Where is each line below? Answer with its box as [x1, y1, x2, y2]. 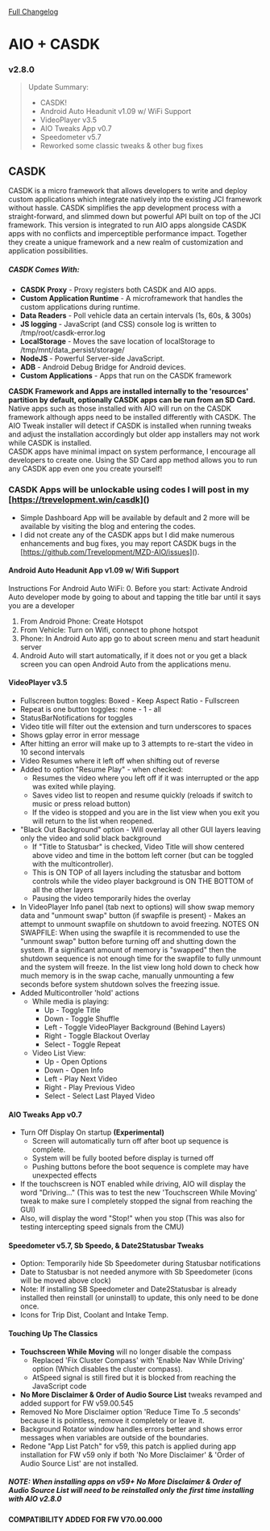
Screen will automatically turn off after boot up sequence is [31, 1136, 229, 1146]
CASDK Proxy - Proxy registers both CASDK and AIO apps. [19, 285, 217, 294]
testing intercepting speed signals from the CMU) [19, 1222, 185, 1232]
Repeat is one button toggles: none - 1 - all [19, 704, 161, 714]
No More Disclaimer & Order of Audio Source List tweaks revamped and [19, 1389, 263, 1399]
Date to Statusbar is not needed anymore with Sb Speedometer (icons [19, 1267, 253, 1277]
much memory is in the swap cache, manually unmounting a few [19, 971, 235, 980]
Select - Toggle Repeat [44, 1039, 121, 1049]
